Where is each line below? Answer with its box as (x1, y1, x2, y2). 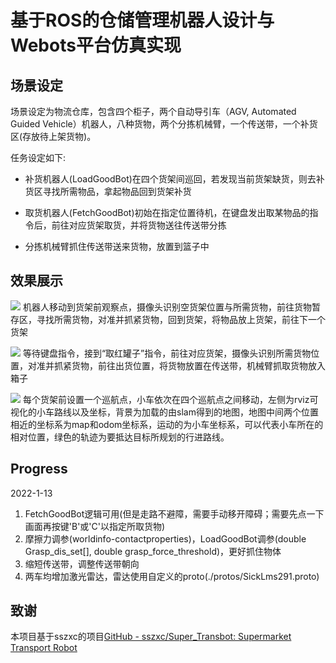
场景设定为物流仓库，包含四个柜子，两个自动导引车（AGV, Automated (10, 106, 297, 117)
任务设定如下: (10, 152, 67, 163)
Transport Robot (10, 642, 78, 654)
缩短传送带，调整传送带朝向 (24, 557, 140, 570)
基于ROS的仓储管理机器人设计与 (10, 9, 275, 32)
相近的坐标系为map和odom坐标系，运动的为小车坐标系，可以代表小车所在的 (10, 418, 324, 430)
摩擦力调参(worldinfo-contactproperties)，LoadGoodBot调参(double (24, 532, 307, 545)
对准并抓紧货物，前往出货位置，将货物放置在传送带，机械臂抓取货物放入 (27, 359, 326, 371)
